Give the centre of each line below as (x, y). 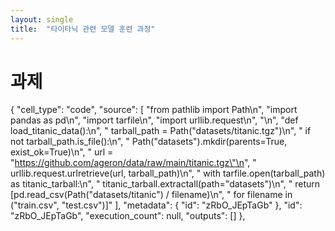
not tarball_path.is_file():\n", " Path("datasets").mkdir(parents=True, (149, 142)
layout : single (42, 19)
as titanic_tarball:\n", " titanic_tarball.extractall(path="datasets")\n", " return (165, 184)
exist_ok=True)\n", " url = (62, 152)
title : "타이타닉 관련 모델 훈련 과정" (83, 29)
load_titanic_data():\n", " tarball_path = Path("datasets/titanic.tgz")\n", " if (161, 131)
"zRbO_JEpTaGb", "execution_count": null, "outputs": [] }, (128, 216)
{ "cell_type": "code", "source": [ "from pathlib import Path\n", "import (154, 110)
